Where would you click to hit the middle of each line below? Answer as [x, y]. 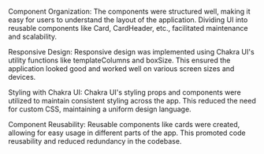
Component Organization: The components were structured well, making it [129, 11]
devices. [22, 77]
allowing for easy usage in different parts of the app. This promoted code [127, 133]
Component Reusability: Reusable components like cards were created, [124, 124]
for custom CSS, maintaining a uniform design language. [100, 109]
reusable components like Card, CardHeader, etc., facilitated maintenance [128, 28]
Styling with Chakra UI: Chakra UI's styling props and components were [125, 92]
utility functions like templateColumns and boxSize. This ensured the [119, 60]
